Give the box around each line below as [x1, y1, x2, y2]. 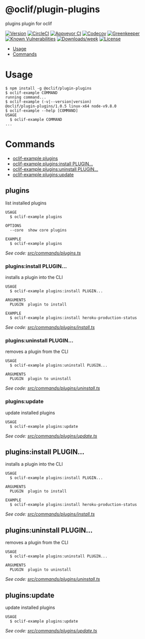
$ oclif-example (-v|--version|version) [5, 99, 92, 104]
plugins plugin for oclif [5, 20, 52, 27]
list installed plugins [5, 200, 47, 206]
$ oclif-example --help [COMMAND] [5, 108, 79, 113]
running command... [5, 94, 47, 100]
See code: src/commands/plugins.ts [5, 250, 81, 256]
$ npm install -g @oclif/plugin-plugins [5, 86, 92, 91]
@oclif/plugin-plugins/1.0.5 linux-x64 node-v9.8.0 [5, 104, 117, 109]
